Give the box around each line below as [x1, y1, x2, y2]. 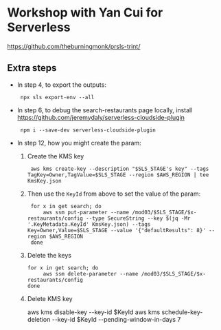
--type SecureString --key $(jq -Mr [85, 215, 191, 222]
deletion [27, 315, 51, 323]
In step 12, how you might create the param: [16, 138, 142, 147]
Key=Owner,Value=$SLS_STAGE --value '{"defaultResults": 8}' [27, 227, 206, 234]
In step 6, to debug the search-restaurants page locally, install [16, 105, 193, 114]
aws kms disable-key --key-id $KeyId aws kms [27, 308, 161, 316]
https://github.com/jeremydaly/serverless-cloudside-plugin [16, 113, 185, 121]
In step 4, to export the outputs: [16, 81, 106, 89]
